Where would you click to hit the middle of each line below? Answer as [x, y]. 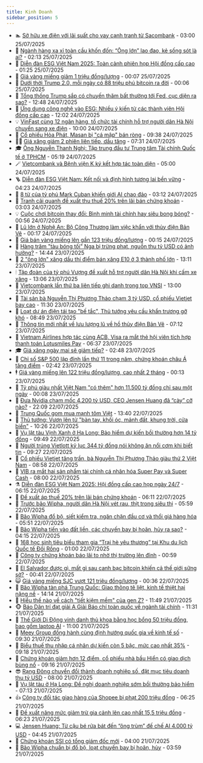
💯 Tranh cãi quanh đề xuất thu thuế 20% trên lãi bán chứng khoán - [99, 200]
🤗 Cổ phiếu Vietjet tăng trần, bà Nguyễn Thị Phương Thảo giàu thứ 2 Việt [106, 458]
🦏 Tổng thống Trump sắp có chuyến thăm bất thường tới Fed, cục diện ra [106, 95]
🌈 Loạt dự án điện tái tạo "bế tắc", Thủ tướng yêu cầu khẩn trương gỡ [101, 311]
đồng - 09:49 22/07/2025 [47, 439]
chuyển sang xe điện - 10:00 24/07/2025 [66, 128]
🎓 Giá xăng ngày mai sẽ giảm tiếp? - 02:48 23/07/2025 [85, 350]
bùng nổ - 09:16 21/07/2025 [50, 665]
